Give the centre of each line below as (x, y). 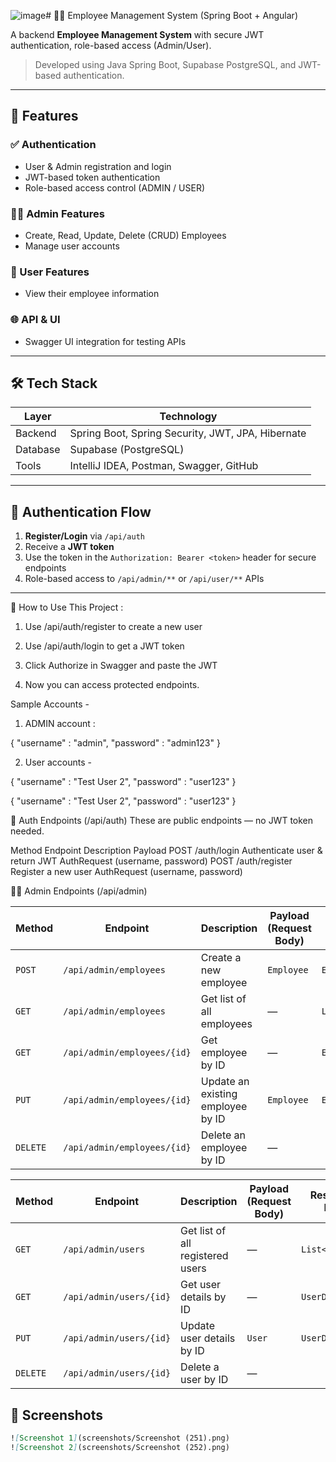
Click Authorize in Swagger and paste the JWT (121, 666)
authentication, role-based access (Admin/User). (111, 45)
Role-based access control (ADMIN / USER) (115, 187)
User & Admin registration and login (98, 166)
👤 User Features (50, 272)
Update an (225, 1082)
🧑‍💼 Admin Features (57, 213)
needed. (27, 831)
